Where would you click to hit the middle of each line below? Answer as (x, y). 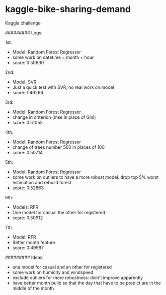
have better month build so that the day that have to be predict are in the (86, 283)
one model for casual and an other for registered (62, 267)
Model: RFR (24, 237)
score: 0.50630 (28, 62)
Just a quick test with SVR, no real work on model (63, 87)
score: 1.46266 (28, 92)
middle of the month (33, 288)
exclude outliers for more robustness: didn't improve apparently (78, 278)
